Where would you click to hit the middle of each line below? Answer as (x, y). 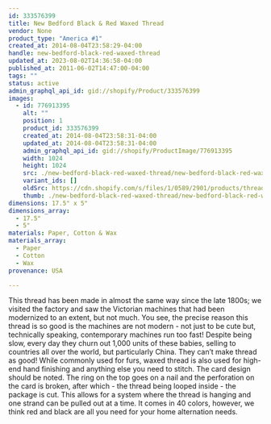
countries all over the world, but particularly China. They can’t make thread (133, 352)
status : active (34, 83)
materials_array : (38, 241)
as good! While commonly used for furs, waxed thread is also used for (125, 360)
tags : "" (23, 76)
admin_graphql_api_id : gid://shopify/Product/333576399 (104, 91)
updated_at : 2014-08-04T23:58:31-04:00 (90, 143)
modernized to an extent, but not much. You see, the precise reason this (128, 318)
